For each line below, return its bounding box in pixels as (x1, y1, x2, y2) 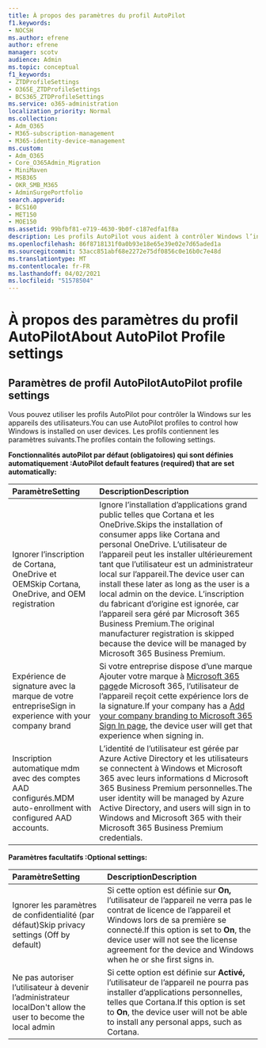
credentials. (98, 832, 143, 843)
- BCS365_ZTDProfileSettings (8, 93, 104, 101)
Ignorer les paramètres (12, 900, 97, 911)
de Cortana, (12, 559, 57, 570)
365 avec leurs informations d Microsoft (98, 773, 249, 784)
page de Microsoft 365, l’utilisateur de (98, 681, 239, 692)
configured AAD (12, 813, 73, 824)
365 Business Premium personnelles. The (98, 782, 253, 794)
